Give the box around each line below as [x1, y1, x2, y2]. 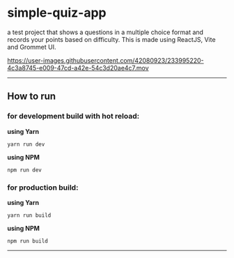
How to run [7, 91, 56, 103]
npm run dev [7, 166, 42, 174]
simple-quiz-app [7, 5, 107, 21]
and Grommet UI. [7, 43, 56, 51]
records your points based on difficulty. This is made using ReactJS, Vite [7, 35, 216, 43]
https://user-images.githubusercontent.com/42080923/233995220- [7, 56, 204, 64]
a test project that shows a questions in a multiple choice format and [7, 28, 204, 36]
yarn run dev [7, 141, 45, 148]
